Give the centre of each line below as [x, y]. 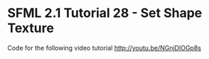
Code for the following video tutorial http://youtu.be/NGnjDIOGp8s [104, 48]
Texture [31, 28]
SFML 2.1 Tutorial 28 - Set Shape [105, 13]
